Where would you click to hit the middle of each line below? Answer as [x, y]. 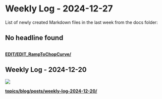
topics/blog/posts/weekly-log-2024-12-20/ [51, 91]
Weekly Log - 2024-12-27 [59, 9]
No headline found [34, 38]
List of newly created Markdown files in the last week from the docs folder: [81, 22]
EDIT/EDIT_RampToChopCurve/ [38, 54]
